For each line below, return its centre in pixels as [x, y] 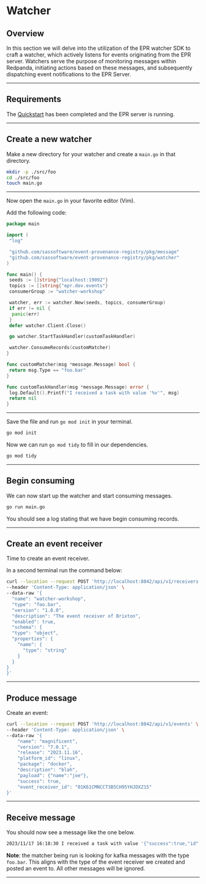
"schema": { [27, 628]
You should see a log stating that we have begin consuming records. [93, 519]
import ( [17, 235]
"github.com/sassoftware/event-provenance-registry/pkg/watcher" [94, 258]
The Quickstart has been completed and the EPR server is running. [90, 114]
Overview [25, 34]
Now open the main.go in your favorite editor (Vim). [71, 201]
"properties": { [32, 639]
